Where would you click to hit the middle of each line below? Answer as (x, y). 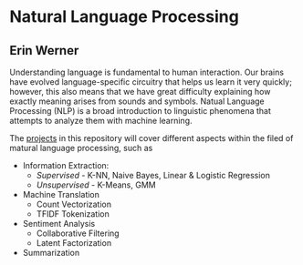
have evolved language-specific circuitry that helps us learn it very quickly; (151, 82)
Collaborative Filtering (78, 233)
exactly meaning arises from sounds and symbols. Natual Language (137, 101)
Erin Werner (44, 51)
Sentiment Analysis (59, 224)
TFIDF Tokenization (73, 214)
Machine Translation (61, 194)
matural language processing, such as (81, 148)
